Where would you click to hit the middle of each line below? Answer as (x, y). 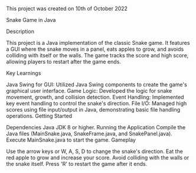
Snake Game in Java (31, 20)
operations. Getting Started (39, 116)
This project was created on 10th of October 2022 (67, 9)
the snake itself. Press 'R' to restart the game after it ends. (77, 164)
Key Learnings (24, 73)
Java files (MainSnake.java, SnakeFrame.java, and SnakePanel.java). (89, 133)
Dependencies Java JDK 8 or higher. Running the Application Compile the (96, 127)
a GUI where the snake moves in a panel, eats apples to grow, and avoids (95, 49)
